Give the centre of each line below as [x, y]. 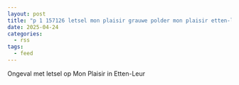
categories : [25, 34]
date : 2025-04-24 [33, 27]
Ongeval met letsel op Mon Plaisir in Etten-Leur [76, 73]
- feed [23, 54]
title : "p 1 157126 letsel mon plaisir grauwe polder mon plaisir [108, 21]
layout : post [27, 14]
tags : [15, 47]
